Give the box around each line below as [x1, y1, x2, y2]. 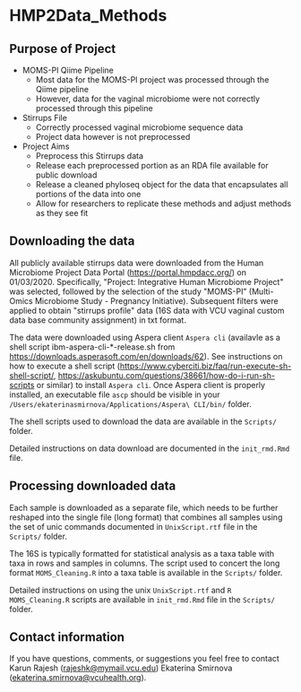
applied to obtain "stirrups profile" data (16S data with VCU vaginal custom [9, 305, 285, 316]
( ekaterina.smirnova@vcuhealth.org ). [9, 672, 147, 683]
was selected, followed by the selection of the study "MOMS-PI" [9, 286, 247, 297]
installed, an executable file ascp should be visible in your [9, 389, 221, 400]
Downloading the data [9, 234, 135, 249]
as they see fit [35, 208, 89, 218]
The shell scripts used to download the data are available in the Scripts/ [9, 416, 278, 427]
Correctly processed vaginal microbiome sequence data [35, 122, 244, 133]
